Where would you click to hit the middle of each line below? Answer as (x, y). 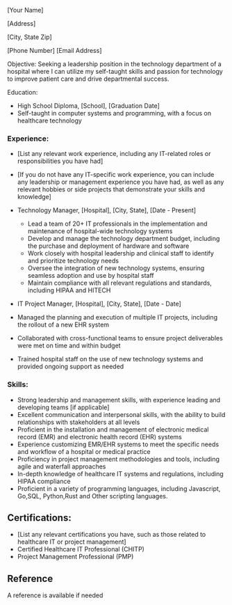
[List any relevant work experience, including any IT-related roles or (114, 154)
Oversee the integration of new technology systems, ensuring (116, 268)
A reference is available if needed (55, 595)
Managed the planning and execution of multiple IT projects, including (117, 317)
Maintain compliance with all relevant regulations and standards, (119, 283)
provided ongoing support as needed (71, 367)
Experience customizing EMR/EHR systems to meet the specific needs (118, 444)
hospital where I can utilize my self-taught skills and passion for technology (115, 71)
